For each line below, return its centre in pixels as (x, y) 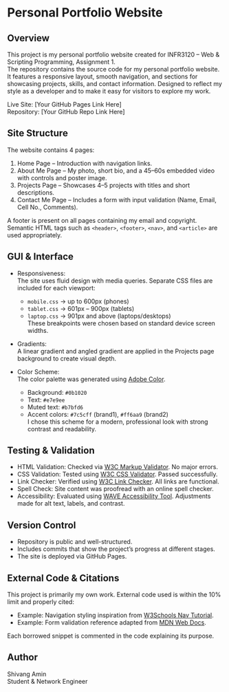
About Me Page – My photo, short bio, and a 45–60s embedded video (116, 171)
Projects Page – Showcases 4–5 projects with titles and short (103, 185)
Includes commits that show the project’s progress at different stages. (116, 549)
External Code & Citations (63, 578)
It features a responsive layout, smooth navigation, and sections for (102, 76)
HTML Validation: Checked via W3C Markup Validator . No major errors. (118, 467)
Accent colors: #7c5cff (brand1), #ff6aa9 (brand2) (98, 414)
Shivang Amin (27, 674)
